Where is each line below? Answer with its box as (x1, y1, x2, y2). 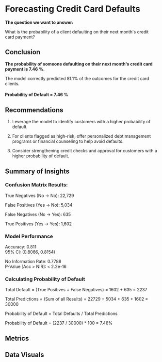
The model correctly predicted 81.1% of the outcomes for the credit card (5, 75, 149, 81)
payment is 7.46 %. (5, 66, 45, 72)
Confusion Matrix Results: (5, 181, 68, 188)
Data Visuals (5, 351, 45, 359)
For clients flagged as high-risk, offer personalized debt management (12, 133, 151, 139)
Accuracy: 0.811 (5, 244, 36, 250)
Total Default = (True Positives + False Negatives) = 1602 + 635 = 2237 (5, 287, 147, 293)
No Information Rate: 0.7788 (5, 259, 62, 264)
